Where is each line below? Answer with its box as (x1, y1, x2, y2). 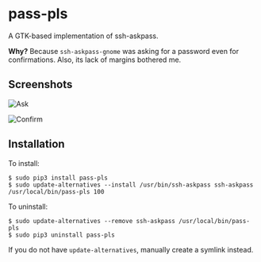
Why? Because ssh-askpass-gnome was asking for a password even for (8, 46, 240, 56)
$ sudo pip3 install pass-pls (8, 174, 109, 182)
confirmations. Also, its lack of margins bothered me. (8, 55, 182, 64)
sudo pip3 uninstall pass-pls (15, 231, 115, 239)
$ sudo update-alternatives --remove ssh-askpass (8, 217, 176, 225)
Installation (8, 137, 65, 151)
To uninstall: (8, 202, 48, 211)
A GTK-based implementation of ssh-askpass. (8, 31, 159, 40)
